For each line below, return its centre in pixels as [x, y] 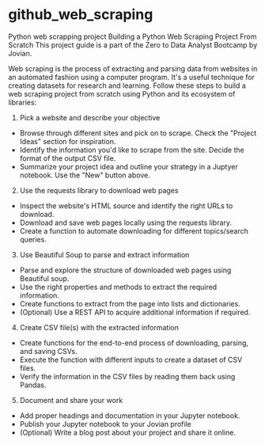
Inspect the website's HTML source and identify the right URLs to [126, 205]
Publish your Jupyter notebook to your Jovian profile [105, 424]
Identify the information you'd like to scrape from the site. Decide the [132, 150]
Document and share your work [71, 400]
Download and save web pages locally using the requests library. [125, 222]
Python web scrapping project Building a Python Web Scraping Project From [132, 36]
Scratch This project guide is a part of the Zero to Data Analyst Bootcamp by [133, 44]
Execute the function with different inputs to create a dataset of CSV [131, 359]
